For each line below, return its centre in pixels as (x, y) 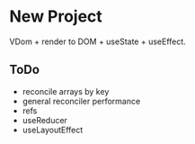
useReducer (44, 120)
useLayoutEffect (53, 130)
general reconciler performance (81, 101)
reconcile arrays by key (66, 91)
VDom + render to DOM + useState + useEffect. (97, 41)
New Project (56, 17)
